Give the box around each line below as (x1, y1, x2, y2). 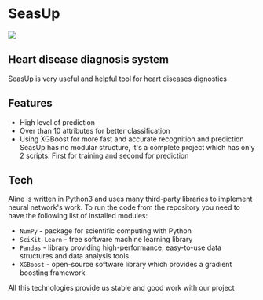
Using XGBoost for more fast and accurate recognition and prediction (19, 134, 244, 144)
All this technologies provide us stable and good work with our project (8, 284, 235, 293)
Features (8, 97, 53, 110)
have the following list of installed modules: (8, 211, 148, 221)
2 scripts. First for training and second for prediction (19, 151, 189, 160)
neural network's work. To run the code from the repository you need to (8, 203, 241, 212)
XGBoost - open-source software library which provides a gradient (19, 260, 232, 269)
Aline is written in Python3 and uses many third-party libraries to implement (8, 194, 253, 204)
